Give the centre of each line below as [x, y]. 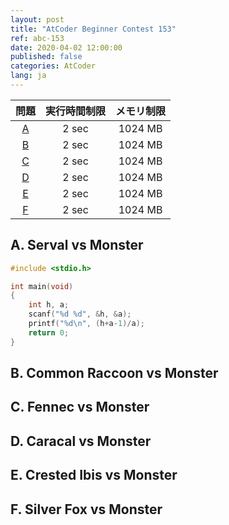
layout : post [37, 19]
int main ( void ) [42, 286]
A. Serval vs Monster [77, 245]
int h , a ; [49, 305]
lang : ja [28, 76]
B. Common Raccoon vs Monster [114, 373]
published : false [46, 57]
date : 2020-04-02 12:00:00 [66, 47]
